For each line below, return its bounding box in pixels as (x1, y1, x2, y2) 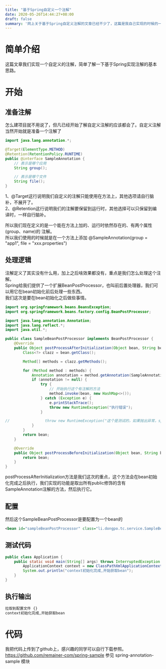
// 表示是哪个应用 (14, 161, 47, 166)
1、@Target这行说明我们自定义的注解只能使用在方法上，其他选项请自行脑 (5, 193, 154, 199)
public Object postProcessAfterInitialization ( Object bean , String (14, 345, 156, 350)
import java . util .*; (5, 328, 48, 333)
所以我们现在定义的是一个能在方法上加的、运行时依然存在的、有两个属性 (5, 223, 152, 228)
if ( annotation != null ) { (31, 377, 87, 382)
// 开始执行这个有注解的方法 (49, 387, 100, 391)
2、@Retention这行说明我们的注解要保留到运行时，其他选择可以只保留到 (5, 206, 153, 212)
